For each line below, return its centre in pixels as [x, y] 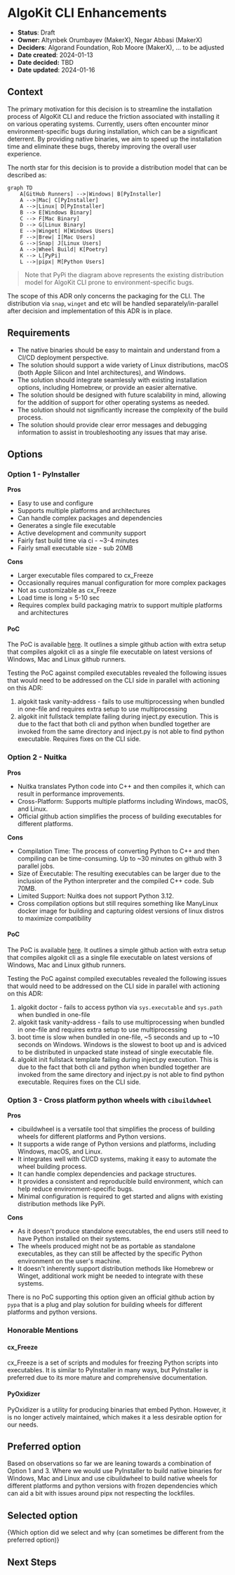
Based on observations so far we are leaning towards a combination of [109, 1463]
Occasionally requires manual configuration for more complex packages [122, 583]
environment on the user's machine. [69, 1261]
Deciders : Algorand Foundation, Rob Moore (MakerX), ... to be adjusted [121, 47]
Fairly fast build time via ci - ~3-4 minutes [78, 540]
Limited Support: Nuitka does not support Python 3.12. [95, 896]
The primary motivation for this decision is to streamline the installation [110, 109]
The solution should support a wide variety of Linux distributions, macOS [123, 365]
